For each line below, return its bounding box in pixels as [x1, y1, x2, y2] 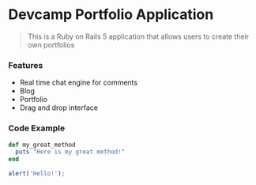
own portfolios [27, 40, 75, 49]
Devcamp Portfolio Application [8, 6, 214, 24]
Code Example [8, 123, 66, 134]
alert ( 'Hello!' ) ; [8, 170, 66, 178]
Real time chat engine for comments [19, 77, 138, 88]
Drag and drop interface [19, 103, 99, 112]
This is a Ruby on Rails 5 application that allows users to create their [27, 32, 250, 41]
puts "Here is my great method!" [15, 148, 126, 156]
